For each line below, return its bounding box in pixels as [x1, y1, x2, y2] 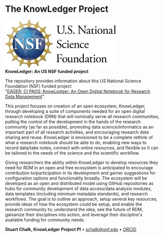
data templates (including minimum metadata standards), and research [5, 190, 148, 197]
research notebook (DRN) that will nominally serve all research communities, [5, 113, 160, 119]
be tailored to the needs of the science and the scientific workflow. [5, 150, 140, 156]
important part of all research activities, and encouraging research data [5, 129, 149, 135]
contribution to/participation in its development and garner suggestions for [5, 170, 156, 176]
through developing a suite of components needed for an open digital [5, 108, 145, 114]
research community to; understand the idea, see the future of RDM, [5, 206, 143, 212]
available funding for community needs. [5, 217, 85, 223]
